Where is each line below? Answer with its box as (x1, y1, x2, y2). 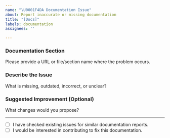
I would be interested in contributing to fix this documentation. (12, 127, 143, 133)
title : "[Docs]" (5, 17, 39, 22)
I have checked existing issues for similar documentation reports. (12, 122, 149, 128)
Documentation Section (5, 48, 65, 55)
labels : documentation (5, 21, 53, 27)
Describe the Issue (5, 71, 53, 78)
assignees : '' (5, 26, 35, 31)
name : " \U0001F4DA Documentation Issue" (5, 7, 92, 13)
